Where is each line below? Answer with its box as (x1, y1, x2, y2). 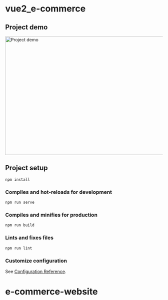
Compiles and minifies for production (5, 212, 97, 219)
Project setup (5, 164, 48, 172)
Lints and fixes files (5, 234, 54, 241)
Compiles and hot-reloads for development (5, 188, 112, 195)
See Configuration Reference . (5, 269, 66, 275)
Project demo (5, 23, 48, 31)
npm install (5, 177, 30, 182)
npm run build (5, 223, 35, 228)
